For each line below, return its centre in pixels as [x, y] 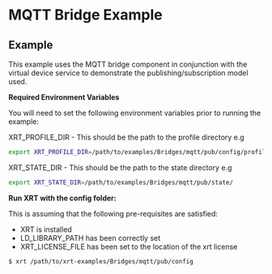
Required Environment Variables [64, 97]
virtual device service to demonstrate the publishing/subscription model [128, 73]
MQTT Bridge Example [86, 15]
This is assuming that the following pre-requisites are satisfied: [113, 213]
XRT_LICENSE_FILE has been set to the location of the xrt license [129, 246]
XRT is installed [46, 229]
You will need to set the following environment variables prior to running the [135, 113]
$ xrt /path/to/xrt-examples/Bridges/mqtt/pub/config [101, 261]
